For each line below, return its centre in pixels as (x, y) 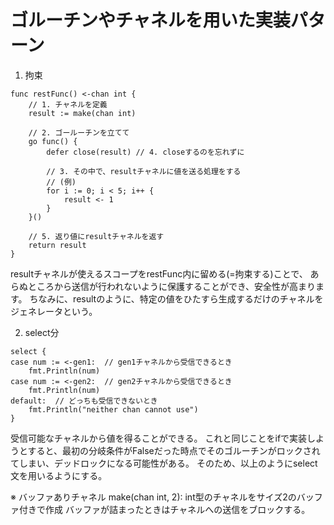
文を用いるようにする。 (59, 475)
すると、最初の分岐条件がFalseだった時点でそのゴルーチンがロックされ (174, 450)
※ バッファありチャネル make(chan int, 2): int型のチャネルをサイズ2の (153, 497)
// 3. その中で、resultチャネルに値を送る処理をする (144, 171)
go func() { (53, 141)
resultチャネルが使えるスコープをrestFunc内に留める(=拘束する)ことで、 (159, 273)
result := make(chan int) (82, 113)
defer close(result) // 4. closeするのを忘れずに (145, 152)
